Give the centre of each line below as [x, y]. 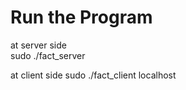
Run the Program [81, 17]
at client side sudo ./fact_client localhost [93, 75]
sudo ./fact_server [48, 55]
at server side [38, 45]
